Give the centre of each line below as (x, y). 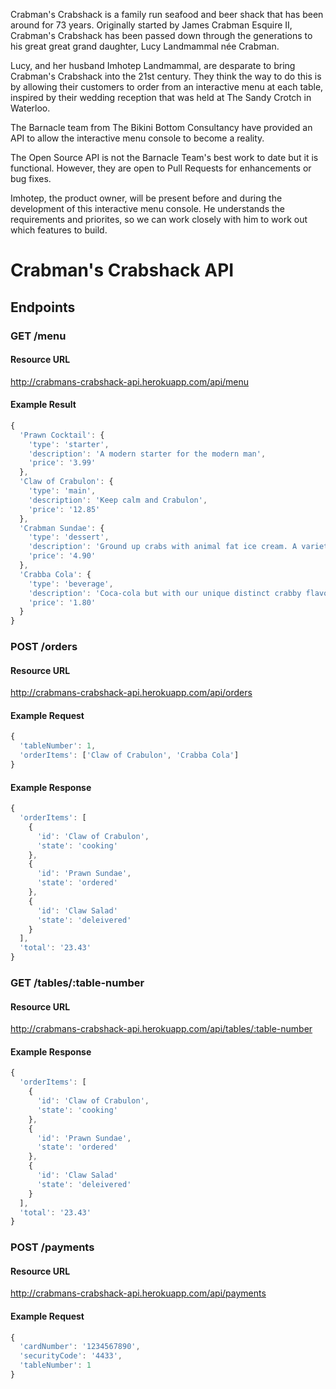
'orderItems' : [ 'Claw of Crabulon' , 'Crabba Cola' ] (129, 755)
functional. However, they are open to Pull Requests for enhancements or (161, 168)
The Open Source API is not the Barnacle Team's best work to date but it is (164, 157)
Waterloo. (30, 108)
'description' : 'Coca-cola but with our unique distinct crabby (165, 593)
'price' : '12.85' (64, 509)
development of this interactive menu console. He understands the (147, 208)
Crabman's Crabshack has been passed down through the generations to (161, 35)
